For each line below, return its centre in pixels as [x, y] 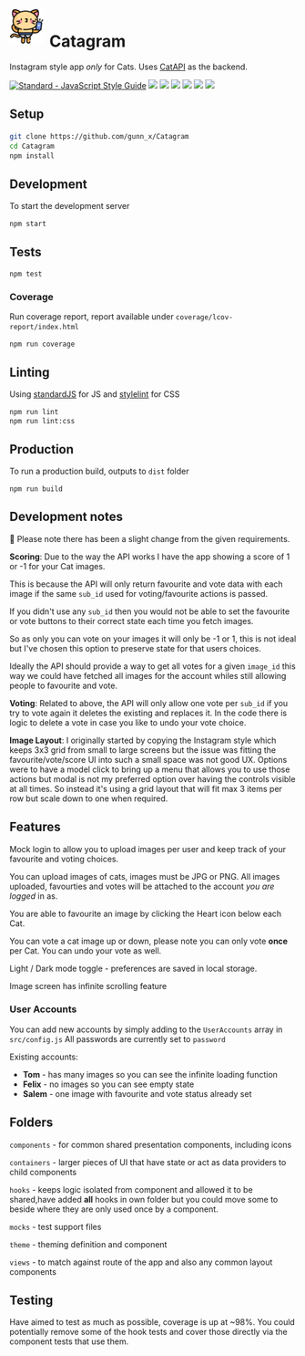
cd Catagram [32, 146]
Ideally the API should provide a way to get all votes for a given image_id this [152, 666]
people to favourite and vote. [64, 685]
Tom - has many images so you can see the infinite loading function [150, 1074]
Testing [31, 1301]
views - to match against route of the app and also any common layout [141, 1262]
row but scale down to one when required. [89, 798]
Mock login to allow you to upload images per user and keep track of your [148, 849]
